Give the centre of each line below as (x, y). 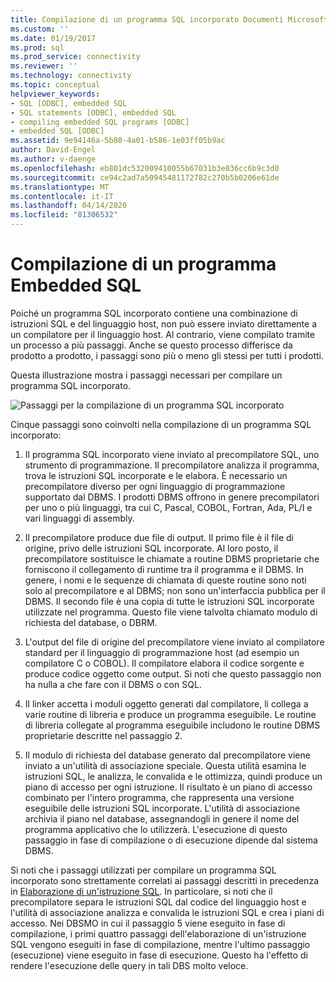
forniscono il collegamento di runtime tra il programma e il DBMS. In (164, 569)
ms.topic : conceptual (55, 85)
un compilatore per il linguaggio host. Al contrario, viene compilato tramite (163, 334)
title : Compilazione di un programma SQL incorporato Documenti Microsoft (169, 19)
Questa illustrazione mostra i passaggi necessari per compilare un (146, 375)
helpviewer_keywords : (55, 94)
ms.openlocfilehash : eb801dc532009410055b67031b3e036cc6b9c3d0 (145, 168)
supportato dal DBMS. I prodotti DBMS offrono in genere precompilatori (172, 497)
